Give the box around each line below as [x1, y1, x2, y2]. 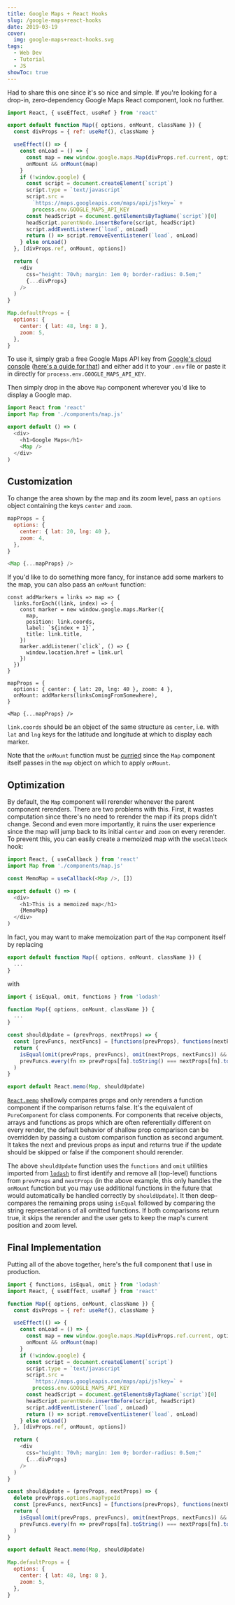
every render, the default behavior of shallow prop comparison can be [7, 1126, 209, 1134]
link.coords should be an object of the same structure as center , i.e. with [7, 723, 219, 731]
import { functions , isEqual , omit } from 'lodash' [7, 1280, 161, 1288]
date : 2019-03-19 [7, 23, 58, 30]
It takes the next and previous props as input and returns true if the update [7, 1140, 222, 1149]
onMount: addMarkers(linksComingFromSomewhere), [13, 692, 158, 699]
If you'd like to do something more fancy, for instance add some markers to [7, 573, 224, 582]
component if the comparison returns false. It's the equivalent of [7, 1103, 194, 1112]
